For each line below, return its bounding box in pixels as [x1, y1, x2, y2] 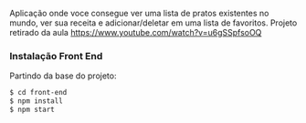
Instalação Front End [9, 49, 103, 62]
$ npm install [9, 97, 64, 106]
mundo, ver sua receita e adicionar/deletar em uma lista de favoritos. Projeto [9, 17, 298, 28]
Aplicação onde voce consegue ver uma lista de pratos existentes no [9, 8, 269, 18]
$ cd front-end [9, 88, 68, 97]
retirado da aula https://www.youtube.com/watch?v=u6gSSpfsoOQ [9, 27, 262, 37]
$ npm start [9, 105, 55, 115]
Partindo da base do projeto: [9, 70, 117, 81]
